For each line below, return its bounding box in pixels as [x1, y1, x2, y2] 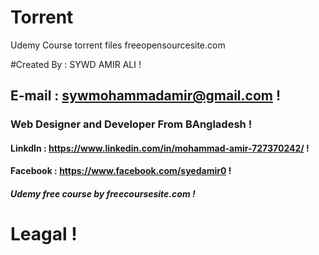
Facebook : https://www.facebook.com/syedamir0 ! [10, 165, 232, 177]
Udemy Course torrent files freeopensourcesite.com [10, 39, 226, 51]
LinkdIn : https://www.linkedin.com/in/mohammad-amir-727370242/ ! [10, 142, 310, 154]
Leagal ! [10, 223, 78, 246]
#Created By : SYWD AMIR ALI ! [10, 58, 142, 70]
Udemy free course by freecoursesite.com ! [10, 188, 196, 200]
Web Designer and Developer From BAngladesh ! [10, 117, 253, 131]
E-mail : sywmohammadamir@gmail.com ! [10, 87, 282, 105]
